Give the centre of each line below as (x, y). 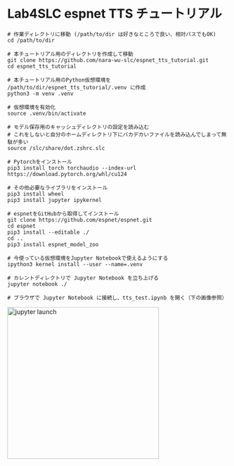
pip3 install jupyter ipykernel (54, 200)
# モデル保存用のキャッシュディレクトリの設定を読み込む (78, 127)
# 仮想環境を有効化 (32, 107)
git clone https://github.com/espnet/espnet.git (80, 220)
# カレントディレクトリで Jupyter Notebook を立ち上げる (83, 278)
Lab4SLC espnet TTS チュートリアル (115, 14)
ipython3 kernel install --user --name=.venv (75, 264)
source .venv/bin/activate (47, 113)
